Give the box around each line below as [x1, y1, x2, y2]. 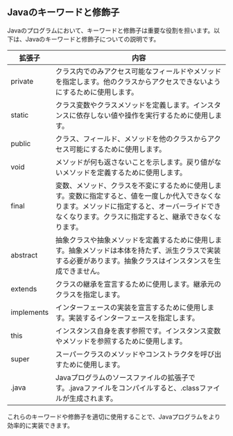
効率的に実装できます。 [7, 421, 74, 429]
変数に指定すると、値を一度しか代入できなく [68, 191, 214, 201]
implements [10, 307, 49, 317]
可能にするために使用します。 [69, 144, 166, 154]
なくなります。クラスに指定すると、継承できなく [55, 212, 214, 221]
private [10, 76, 34, 86]
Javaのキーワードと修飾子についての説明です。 [25, 35, 160, 43]
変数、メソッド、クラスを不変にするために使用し [55, 181, 215, 190]
